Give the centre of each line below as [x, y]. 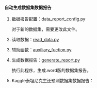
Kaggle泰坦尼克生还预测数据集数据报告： [53, 81]
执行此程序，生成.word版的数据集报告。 [51, 71]
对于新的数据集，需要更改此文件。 [46, 29]
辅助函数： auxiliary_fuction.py [41, 50]
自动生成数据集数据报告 [28, 7]
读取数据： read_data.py [35, 40]
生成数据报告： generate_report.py [46, 60]
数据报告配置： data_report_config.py [48, 19]
